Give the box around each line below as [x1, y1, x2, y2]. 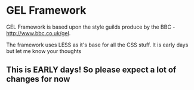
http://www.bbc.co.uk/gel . [6, 29, 71, 36]
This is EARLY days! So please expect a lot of [6, 65, 177, 75]
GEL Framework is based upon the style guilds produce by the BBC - [6, 23, 175, 30]
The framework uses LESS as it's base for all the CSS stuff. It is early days [6, 41, 189, 48]
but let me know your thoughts [6, 47, 82, 54]
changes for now [6, 74, 70, 84]
